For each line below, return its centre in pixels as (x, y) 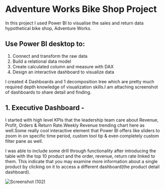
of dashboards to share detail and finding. (48, 92)
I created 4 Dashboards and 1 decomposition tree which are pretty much (80, 81)
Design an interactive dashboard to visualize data (63, 72)
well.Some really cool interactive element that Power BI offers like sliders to (82, 130)
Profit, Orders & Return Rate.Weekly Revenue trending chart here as (75, 125)
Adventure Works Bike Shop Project (81, 9)
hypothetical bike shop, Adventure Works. (48, 28)
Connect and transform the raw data (50, 56)
